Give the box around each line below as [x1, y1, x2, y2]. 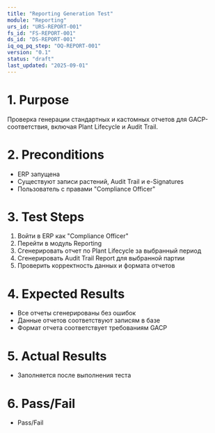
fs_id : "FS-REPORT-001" [7, 29, 77, 37]
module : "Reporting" [7, 17, 67, 24]
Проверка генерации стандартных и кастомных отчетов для [7, 115, 188, 123]
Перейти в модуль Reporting [17, 239, 102, 248]
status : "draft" [7, 56, 54, 63]
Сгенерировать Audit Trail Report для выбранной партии [17, 254, 185, 262]
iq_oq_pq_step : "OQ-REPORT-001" [7, 42, 101, 49]
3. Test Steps [7, 209, 85, 225]
